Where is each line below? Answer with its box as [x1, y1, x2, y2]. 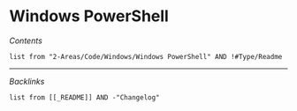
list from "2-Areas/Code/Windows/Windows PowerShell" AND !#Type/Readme [9, 52, 283, 61]
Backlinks [9, 76, 45, 86]
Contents [9, 35, 42, 46]
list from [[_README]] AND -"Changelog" [9, 92, 161, 102]
